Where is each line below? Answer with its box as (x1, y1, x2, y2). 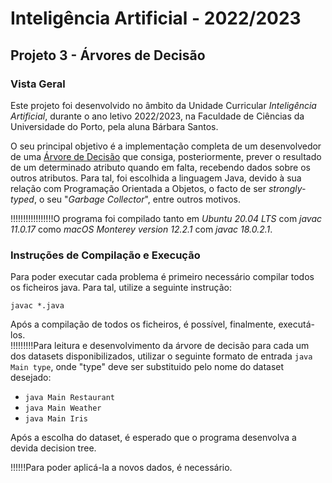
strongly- (268, 182, 307, 194)
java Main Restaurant (24, 393, 115, 403)
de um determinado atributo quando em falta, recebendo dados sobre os (10, 161, 311, 173)
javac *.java (10, 301, 65, 311)
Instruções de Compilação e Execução (10, 248, 201, 262)
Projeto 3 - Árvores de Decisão (10, 47, 206, 64)
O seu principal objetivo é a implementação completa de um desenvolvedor (10, 140, 322, 152)
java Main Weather (24, 403, 102, 414)
